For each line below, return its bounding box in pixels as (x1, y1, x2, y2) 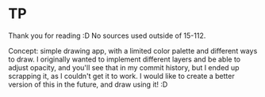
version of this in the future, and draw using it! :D (8, 80, 168, 89)
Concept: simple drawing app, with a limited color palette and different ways (8, 46, 258, 55)
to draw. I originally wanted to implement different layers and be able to (8, 54, 241, 64)
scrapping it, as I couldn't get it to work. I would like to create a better (8, 71, 236, 80)
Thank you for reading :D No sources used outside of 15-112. (8, 31, 206, 40)
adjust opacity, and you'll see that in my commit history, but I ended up (8, 62, 240, 72)
